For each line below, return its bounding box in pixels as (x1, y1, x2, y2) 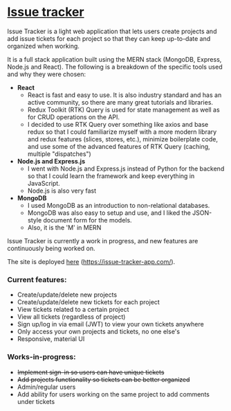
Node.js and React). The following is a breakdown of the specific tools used (7, 62, 223, 71)
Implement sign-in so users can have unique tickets (17, 368, 165, 376)
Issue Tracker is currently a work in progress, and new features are (7, 236, 198, 245)
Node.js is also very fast (27, 186, 97, 195)
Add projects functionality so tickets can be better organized (17, 375, 190, 383)
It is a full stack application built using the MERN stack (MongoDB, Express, (7, 55, 222, 63)
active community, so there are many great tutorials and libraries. (27, 98, 213, 106)
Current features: (7, 274, 67, 284)
